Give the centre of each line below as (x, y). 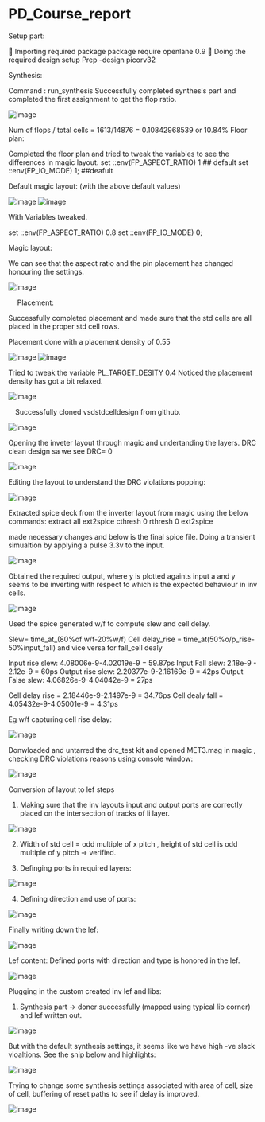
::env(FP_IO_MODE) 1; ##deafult (61, 170)
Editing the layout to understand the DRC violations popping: (107, 481)
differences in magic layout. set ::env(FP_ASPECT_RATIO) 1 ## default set (128, 162)
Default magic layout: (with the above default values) (94, 186)
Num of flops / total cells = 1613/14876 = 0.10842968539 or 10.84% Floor (128, 130)
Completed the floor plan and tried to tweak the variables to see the (119, 154)
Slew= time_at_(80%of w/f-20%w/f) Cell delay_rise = (95, 639)
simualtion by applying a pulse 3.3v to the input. (86, 545)
